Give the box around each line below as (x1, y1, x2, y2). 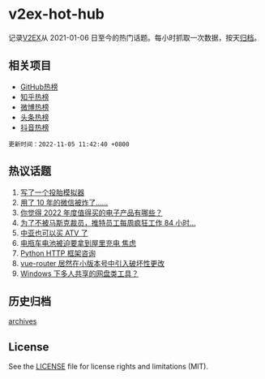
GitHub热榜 (19, 82, 58, 92)
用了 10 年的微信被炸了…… (19, 197, 109, 207)
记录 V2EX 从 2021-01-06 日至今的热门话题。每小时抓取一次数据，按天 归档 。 (8, 32, 262, 42)
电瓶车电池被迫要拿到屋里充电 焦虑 (19, 238, 136, 248)
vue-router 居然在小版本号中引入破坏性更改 (19, 258, 165, 268)
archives (8, 317, 37, 326)
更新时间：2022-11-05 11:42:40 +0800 (8, 140, 130, 149)
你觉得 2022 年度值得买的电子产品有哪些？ (19, 208, 164, 217)
